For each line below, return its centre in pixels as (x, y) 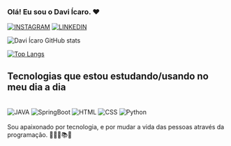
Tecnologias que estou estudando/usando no (108, 76)
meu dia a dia (37, 87)
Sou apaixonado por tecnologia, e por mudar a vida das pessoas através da (116, 126)
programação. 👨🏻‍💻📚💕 (39, 134)
